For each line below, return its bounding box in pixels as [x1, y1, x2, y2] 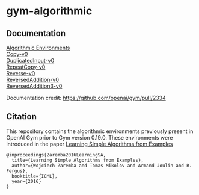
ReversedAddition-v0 [6, 76, 59, 83]
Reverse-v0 [6, 70, 35, 76]
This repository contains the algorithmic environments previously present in [6, 128, 194, 135]
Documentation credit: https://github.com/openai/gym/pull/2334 [6, 94, 167, 101]
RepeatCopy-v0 [6, 63, 46, 70]
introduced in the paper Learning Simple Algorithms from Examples [6, 140, 173, 147]
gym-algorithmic [6, 4, 93, 18]
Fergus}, [6, 167, 28, 174]
